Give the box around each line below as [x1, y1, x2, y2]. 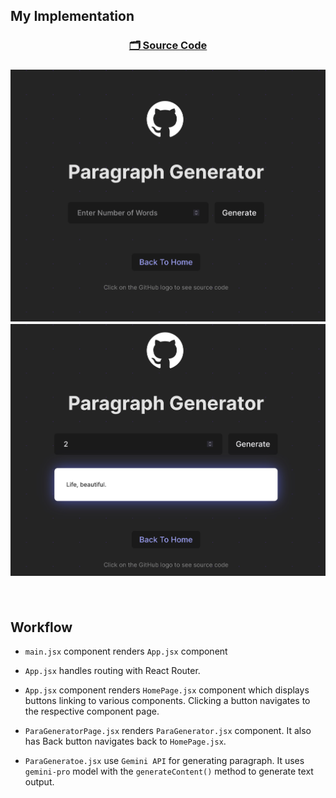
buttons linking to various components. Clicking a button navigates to [24, 695, 311, 707]
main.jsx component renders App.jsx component [24, 645, 228, 658]
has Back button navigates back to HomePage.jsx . [24, 735, 227, 748]
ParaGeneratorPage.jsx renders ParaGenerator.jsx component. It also [24, 725, 312, 737]
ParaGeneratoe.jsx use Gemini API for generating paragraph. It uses [24, 755, 305, 767]
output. [24, 776, 55, 788]
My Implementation [10, 8, 135, 25]
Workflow [10, 619, 73, 636]
